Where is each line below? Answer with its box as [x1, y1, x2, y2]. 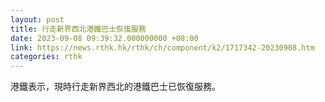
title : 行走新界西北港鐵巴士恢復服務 [10, 24, 147, 34]
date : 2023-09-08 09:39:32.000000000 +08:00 [10, 33, 199, 43]
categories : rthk [10, 52, 83, 62]
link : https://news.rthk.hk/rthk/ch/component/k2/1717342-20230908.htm [10, 42, 315, 53]
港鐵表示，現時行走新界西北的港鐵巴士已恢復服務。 [10, 81, 221, 93]
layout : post [10, 14, 65, 25]
